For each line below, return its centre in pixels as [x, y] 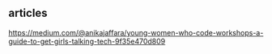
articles [28, 13]
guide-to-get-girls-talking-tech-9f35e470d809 [87, 41]
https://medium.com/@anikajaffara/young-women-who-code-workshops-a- [136, 32]
